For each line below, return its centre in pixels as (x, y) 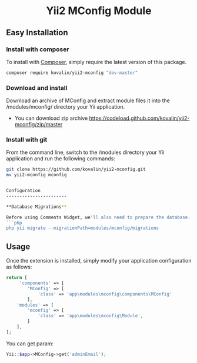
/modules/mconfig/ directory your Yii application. (66, 107)
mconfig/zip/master (39, 125)
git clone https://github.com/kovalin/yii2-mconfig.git (76, 169)
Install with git (27, 139)
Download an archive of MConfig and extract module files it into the (88, 100)
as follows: (19, 267)
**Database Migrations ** (36, 207)
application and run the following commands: (61, 159)
